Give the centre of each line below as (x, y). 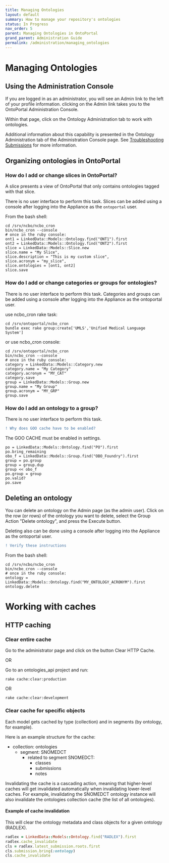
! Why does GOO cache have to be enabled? (50, 428)
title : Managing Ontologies (35, 10)
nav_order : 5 (19, 29)
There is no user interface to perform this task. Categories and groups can (82, 294)
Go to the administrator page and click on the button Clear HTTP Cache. (80, 651)
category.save (20, 378)
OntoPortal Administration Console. (42, 109)
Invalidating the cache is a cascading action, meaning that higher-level (79, 783)
